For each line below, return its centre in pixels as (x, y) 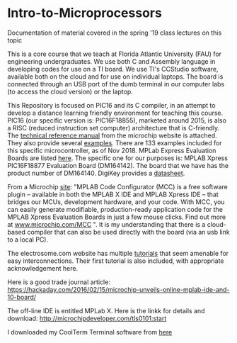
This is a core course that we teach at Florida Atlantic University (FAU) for (114, 54)
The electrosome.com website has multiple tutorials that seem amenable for (118, 253)
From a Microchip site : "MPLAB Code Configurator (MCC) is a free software (117, 186)
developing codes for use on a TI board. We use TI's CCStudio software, (113, 69)
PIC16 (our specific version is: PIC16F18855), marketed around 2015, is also (117, 120)
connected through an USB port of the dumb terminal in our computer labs (116, 84)
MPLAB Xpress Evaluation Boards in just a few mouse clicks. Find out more (117, 217)
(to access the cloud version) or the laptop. (70, 91)
